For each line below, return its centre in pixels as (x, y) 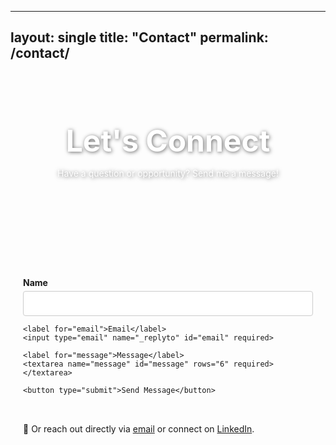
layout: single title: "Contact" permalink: (139, 37)
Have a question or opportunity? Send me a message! (168, 173)
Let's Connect (168, 140)
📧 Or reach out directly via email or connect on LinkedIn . (139, 428)
